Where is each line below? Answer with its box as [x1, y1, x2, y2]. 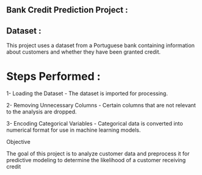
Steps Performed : [6, 70, 101, 84]
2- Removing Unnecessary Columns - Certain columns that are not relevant [6, 102, 197, 109]
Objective [6, 138, 31, 146]
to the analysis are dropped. [6, 108, 78, 115]
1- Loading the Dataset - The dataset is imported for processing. [6, 90, 168, 97]
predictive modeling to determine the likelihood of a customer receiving [6, 157, 186, 164]
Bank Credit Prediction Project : [6, 5, 128, 15]
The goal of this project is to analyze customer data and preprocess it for [6, 150, 190, 157]
